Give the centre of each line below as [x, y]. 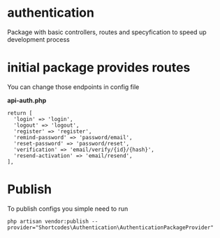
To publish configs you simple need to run [68, 208]
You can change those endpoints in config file [73, 87]
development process [38, 39]
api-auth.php [27, 100]
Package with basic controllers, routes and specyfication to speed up [107, 32]
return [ [20, 113]
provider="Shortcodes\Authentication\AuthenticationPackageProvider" [111, 228]
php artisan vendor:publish [48, 221]
